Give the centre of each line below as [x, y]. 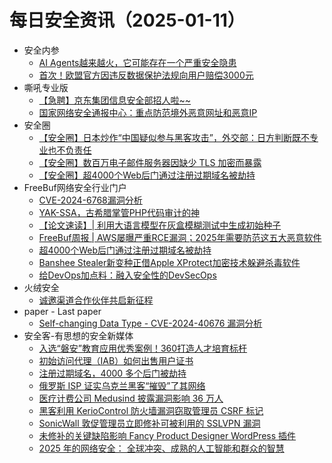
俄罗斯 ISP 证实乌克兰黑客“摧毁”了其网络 [122, 385]
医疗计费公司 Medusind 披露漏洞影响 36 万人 [131, 398]
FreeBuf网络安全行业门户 [75, 187]
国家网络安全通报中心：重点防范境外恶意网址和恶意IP [148, 112]
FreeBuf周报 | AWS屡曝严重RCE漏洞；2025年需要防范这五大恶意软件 [180, 237]
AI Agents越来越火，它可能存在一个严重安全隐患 [137, 62]
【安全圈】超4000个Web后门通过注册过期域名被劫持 [147, 175]
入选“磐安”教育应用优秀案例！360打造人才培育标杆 [143, 348]
